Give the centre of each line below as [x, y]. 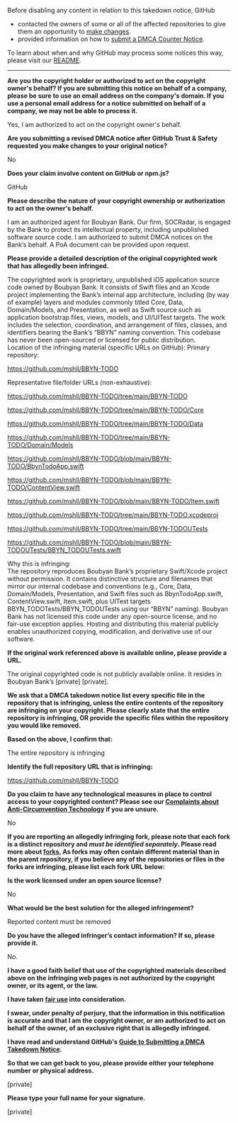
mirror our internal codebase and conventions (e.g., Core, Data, [100, 586]
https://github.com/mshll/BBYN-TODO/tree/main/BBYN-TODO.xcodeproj [113, 515]
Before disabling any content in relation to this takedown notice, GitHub [111, 10]
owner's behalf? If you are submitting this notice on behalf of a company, [117, 88]
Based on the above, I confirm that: [60, 739]
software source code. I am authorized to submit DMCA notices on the [110, 237]
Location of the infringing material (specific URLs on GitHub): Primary [109, 347]
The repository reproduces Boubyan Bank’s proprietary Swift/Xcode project [118, 571]
